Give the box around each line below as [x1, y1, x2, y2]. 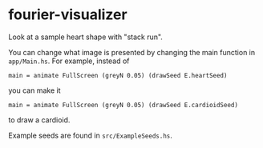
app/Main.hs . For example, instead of [8, 56, 130, 66]
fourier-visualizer [8, 6, 127, 24]
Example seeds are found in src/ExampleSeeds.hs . [8, 130, 172, 140]
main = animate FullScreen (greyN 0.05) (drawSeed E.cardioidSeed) [8, 101, 239, 109]
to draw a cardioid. [8, 114, 71, 125]
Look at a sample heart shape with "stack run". [8, 32, 163, 42]
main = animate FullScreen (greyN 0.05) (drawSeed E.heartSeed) [8, 71, 228, 79]
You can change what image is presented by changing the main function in [8, 47, 256, 57]
